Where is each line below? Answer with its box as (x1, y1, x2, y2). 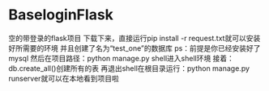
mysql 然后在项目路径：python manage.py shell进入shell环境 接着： (8, 53, 235, 63)
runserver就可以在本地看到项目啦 (8, 73, 119, 83)
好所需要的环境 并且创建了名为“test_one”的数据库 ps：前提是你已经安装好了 (8, 43, 261, 53)
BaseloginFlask (8, 6, 113, 24)
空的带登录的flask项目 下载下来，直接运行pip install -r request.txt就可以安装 (8, 33, 261, 43)
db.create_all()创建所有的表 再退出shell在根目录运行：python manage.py (8, 63, 250, 73)
